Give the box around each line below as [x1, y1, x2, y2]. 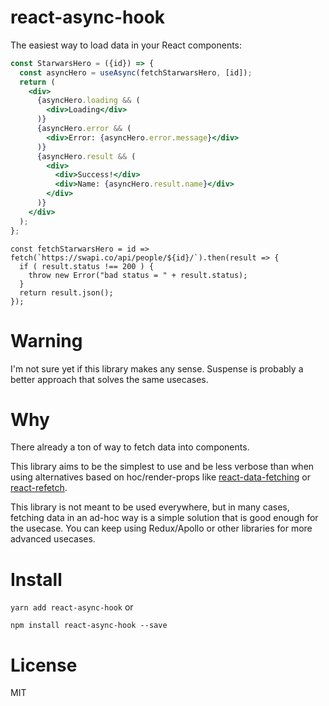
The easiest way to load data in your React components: [10, 39, 243, 51]
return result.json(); [19, 287, 114, 298]
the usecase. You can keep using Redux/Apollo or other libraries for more [10, 522, 313, 535]
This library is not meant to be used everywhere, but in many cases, [10, 501, 290, 513]
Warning [10, 329, 83, 352]
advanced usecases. [10, 533, 96, 545]
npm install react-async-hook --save [10, 621, 168, 631]
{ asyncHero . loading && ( [36, 96, 141, 106]
